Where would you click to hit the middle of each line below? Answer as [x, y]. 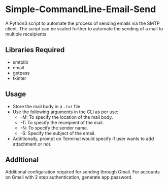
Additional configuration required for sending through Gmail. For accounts [82, 172]
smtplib [20, 62]
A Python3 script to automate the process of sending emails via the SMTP [82, 23]
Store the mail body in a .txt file [46, 106]
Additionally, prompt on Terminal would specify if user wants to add [83, 138]
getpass [21, 73]
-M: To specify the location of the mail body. [66, 117]
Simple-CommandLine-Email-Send [81, 9]
